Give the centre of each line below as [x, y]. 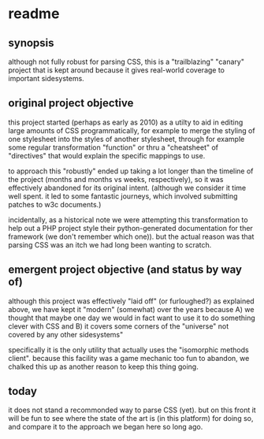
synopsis [31, 43]
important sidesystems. [46, 78]
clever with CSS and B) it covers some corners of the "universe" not [119, 326]
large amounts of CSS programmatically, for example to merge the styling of [132, 130]
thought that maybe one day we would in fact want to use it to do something [132, 318]
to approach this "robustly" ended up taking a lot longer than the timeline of [131, 171]
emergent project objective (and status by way [125, 270]
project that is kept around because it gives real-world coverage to [117, 70]
